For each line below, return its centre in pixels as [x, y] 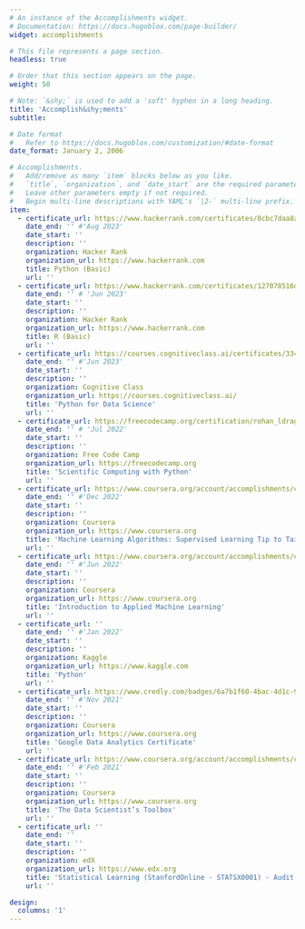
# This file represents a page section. [87, 51]
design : [24, 902]
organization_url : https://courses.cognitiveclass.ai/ [132, 395]
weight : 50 [30, 85]
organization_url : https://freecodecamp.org [111, 463]
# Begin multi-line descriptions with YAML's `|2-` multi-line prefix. [152, 201]
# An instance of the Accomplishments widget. [99, 18]
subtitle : [28, 118]
